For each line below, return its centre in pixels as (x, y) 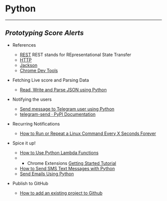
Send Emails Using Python (47, 174)
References (24, 45)
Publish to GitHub (30, 183)
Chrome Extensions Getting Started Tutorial (72, 163)
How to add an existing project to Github (61, 193)
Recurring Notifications (36, 124)
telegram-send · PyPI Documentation (58, 114)
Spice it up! (24, 143)
